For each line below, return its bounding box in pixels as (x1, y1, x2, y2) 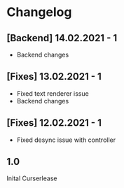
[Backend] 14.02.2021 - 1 (6, 32, 117, 44)
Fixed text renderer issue (16, 89, 89, 98)
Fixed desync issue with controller (16, 136, 116, 144)
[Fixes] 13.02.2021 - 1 (6, 71, 102, 82)
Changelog (6, 4, 72, 20)
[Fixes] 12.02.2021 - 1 (6, 117, 102, 129)
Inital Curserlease (6, 174, 57, 182)
